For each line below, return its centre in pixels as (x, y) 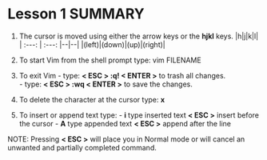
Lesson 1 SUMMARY (76, 14)
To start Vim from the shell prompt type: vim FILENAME (110, 60)
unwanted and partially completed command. (82, 147)
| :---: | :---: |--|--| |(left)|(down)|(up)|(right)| (92, 44)
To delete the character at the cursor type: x (92, 99)
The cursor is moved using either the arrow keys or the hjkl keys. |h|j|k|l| (139, 36)
